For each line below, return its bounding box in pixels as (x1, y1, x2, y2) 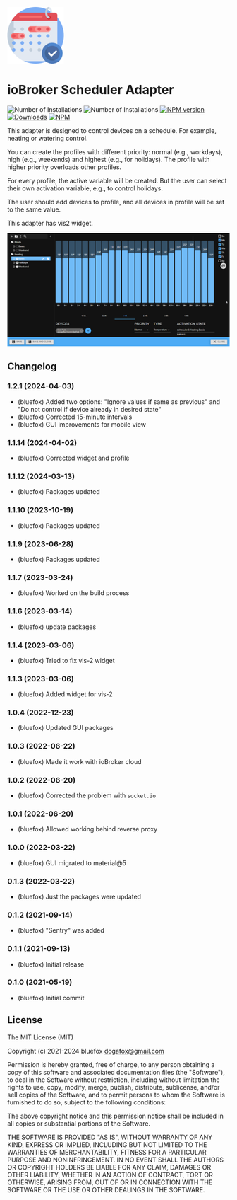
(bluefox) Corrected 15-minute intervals (17, 412, 133, 421)
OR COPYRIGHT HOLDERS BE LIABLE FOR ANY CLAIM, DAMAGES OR (7, 1162, 212, 1171)
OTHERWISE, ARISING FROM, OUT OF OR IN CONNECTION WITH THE (7, 1178, 213, 1187)
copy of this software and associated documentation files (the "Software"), (7, 1068, 226, 1076)
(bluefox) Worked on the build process (17, 589, 130, 597)
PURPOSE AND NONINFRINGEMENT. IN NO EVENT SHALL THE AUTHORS (7, 1155, 224, 1164)
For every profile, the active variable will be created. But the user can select (7, 176, 227, 185)
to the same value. (7, 205, 61, 214)
